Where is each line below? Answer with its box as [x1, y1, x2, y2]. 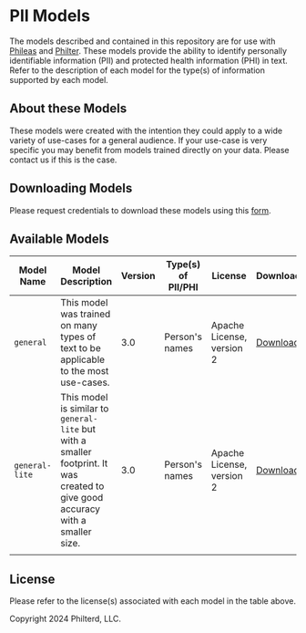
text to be [60, 342, 102, 355]
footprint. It [60, 457, 108, 470]
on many [60, 319, 98, 332]
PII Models [9, 5, 91, 26]
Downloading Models [9, 181, 133, 196]
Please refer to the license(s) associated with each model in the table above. [9, 596, 296, 607]
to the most [60, 365, 109, 378]
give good [60, 492, 104, 504]
